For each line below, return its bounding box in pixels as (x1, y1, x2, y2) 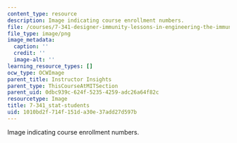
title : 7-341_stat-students (7, 102, 90, 109)
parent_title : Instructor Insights (7, 75, 112, 83)
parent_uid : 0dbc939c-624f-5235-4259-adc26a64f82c (7, 89, 159, 96)
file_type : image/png (7, 30, 71, 37)
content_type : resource (7, 10, 78, 18)
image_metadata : (7, 37, 55, 44)
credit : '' (13, 50, 46, 57)
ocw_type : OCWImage (7, 69, 65, 76)
